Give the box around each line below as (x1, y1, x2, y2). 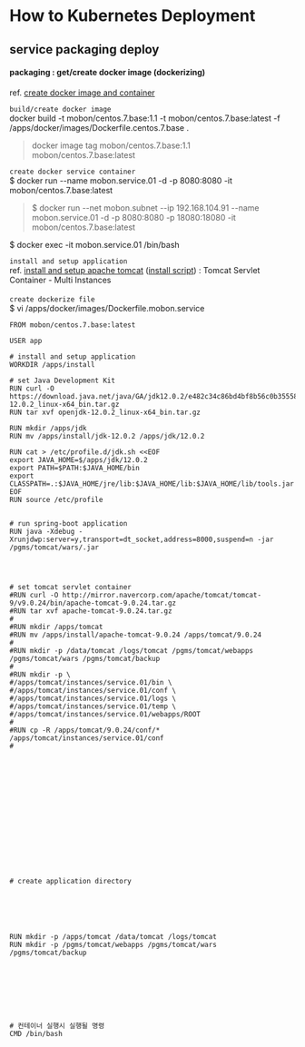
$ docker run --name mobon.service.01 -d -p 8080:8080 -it (9, 174, 233, 186)
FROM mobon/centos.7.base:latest (9, 321, 136, 330)
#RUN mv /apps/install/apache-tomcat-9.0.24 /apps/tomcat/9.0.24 (9, 630, 261, 640)
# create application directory (9, 877, 132, 886)
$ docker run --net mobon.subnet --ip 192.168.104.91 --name (31, 202, 260, 213)
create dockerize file (9, 295, 95, 304)
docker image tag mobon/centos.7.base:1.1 (31, 140, 191, 151)
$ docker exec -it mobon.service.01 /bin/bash (9, 239, 180, 250)
